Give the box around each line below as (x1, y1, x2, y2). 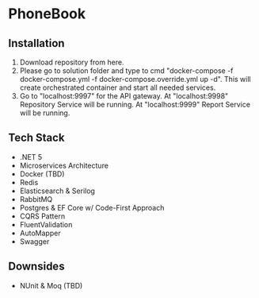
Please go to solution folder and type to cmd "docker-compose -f (19, 66, 234, 75)
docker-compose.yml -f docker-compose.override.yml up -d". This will (19, 75, 251, 83)
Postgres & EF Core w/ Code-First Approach (19, 203, 165, 212)
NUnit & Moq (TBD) (19, 281, 83, 290)
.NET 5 (19, 152, 43, 161)
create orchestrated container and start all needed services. (19, 83, 216, 92)
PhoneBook (8, 5, 86, 23)
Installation (8, 37, 65, 50)
